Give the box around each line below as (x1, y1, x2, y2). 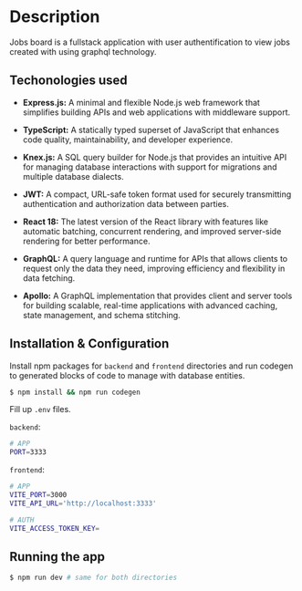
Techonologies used (9, 73, 128, 88)
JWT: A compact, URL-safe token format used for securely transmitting (22, 189, 292, 200)
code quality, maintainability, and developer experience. (22, 134, 234, 145)
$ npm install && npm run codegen (9, 388, 141, 397)
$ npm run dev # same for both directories (9, 573, 178, 583)
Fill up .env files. (9, 404, 71, 415)
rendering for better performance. (22, 235, 151, 246)
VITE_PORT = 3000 (9, 491, 68, 500)
